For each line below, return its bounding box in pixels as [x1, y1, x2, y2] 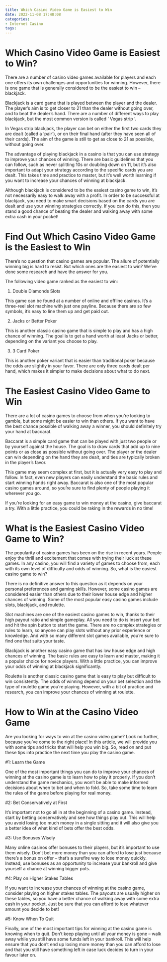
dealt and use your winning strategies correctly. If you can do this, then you [5, 203, 160, 209]
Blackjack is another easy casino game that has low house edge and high [5, 647, 156, 653]
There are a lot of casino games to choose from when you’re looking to [5, 412, 151, 419]
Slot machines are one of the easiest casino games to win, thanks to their [5, 611, 155, 617]
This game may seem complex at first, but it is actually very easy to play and [5, 469, 162, 475]
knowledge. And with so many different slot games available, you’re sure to [5, 633, 159, 639]
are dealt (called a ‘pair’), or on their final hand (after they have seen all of [5, 131, 156, 137]
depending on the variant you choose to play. [5, 338, 98, 344]
